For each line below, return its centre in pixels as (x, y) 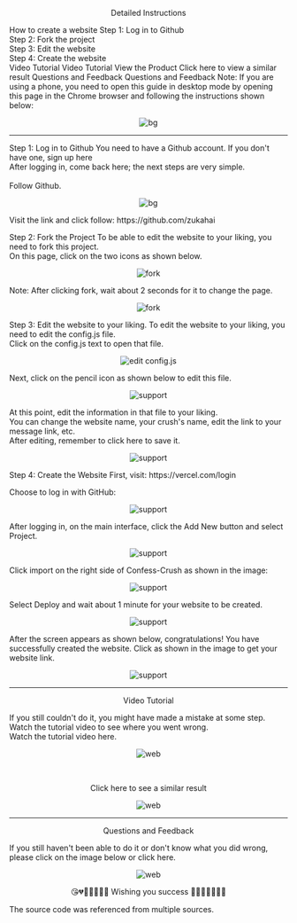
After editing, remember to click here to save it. (95, 441)
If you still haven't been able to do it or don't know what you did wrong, (139, 848)
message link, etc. (42, 431)
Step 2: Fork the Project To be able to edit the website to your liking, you (141, 237)
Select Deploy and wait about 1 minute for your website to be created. (136, 605)
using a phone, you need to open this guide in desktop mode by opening (141, 86)
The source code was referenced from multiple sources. (112, 909)
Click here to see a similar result (148, 788)
